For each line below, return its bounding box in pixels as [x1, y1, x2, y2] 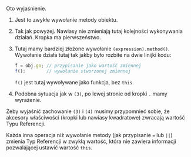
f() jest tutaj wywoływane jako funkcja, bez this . [14, 78, 134, 86]
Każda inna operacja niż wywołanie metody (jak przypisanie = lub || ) [6, 131, 173, 138]
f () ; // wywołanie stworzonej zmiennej [14, 68, 131, 74]
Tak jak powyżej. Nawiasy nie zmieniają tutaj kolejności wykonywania [14, 28, 183, 35]
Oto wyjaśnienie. [6, 5, 47, 12]
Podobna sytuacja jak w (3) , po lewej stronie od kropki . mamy [14, 90, 167, 97]
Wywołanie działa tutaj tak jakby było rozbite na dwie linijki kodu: [14, 52, 172, 58]
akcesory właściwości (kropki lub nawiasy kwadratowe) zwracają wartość [6, 114, 185, 121]
